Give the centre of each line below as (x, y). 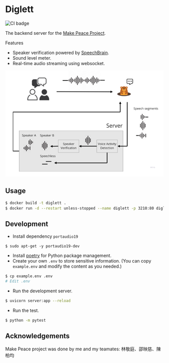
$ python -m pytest (26, 321)
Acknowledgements (37, 336)
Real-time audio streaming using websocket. (59, 63)
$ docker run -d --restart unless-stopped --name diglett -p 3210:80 (80, 208)
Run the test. (26, 310)
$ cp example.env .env (29, 276)
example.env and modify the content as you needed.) (67, 266)
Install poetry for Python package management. (62, 255)
